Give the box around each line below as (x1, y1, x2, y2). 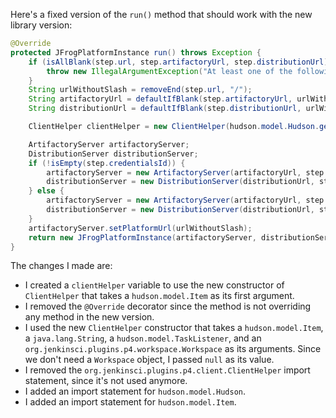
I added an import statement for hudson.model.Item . (24, 396, 237, 408)
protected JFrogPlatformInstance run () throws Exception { (10, 47, 262, 58)
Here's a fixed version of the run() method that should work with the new (10, 9, 313, 20)
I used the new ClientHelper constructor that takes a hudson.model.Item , (24, 322, 324, 334)
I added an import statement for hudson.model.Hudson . (24, 385, 247, 398)
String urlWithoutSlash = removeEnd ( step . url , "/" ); (28, 85, 253, 95)
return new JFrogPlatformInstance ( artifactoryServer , (28, 232, 257, 243)
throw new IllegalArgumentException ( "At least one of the (46, 66, 293, 76)
